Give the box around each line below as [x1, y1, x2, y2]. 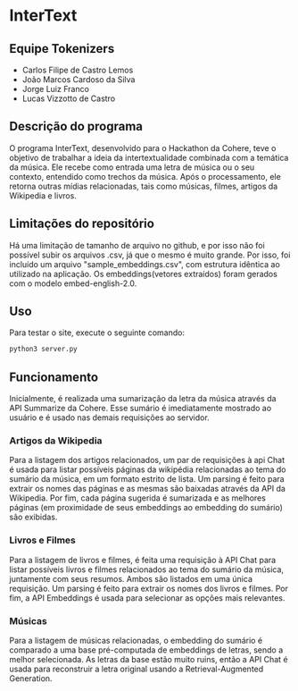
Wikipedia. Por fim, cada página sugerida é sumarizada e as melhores [9, 493, 266, 503]
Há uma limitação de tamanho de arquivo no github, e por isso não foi [9, 240, 265, 250]
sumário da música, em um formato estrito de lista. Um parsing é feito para [9, 474, 285, 485]
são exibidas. [9, 511, 58, 523]
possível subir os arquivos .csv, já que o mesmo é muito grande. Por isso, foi [9, 249, 291, 260]
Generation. [9, 673, 53, 684]
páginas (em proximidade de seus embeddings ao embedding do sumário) [9, 502, 284, 513]
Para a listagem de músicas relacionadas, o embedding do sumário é [9, 636, 263, 646]
